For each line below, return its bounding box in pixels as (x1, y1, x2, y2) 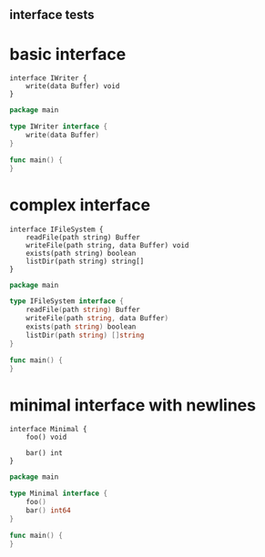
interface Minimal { (9, 425, 88, 434)
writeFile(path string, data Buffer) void (25, 240, 189, 249)
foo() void (25, 432, 67, 442)
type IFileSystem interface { (9, 297, 125, 306)
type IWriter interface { (9, 122, 107, 131)
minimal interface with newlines (9, 395, 257, 415)
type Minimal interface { (9, 489, 107, 499)
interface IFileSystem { (9, 225, 104, 234)
